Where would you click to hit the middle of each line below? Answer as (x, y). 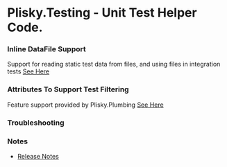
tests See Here (28, 71)
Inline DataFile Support (47, 49)
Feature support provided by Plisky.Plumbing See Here (86, 105)
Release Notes (38, 156)
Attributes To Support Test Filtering (68, 89)
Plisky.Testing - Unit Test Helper (102, 13)
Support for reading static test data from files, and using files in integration (114, 64)
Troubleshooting (36, 123)
